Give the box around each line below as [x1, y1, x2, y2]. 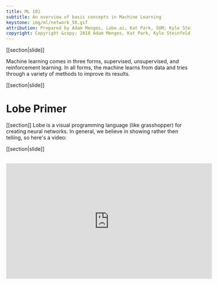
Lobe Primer [6, 102, 67, 116]
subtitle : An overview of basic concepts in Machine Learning [6, 14, 162, 20]
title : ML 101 [6, 8, 41, 15]
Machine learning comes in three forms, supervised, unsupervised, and [6, 58, 179, 65]
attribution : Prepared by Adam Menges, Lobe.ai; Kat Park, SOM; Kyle [6, 25, 180, 31]
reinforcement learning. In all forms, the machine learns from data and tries [6, 64, 188, 71]
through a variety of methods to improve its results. [6, 70, 130, 77]
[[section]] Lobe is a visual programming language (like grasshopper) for [6, 121, 182, 129]
